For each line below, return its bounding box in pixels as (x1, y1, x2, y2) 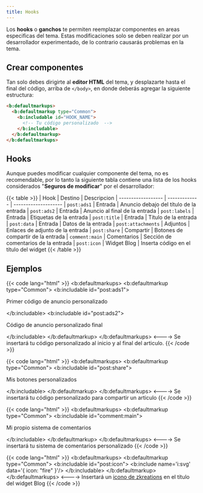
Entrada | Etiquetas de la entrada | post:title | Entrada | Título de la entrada (6, 213, 197, 221)
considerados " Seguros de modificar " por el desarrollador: (6, 183, 155, 190)
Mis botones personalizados (6, 376, 77, 383)
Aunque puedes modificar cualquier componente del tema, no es (6, 170, 168, 177)
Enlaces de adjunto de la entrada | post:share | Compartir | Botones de (6, 227, 183, 234)
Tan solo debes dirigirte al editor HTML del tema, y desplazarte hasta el (6, 78, 186, 86)
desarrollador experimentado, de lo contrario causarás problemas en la (6, 38, 184, 45)
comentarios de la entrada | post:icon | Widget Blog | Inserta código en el (6, 240, 191, 247)
